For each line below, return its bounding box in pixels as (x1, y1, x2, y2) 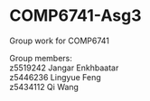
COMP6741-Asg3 (9, 5, 142, 26)
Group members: (9, 52, 72, 63)
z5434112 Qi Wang (9, 81, 80, 92)
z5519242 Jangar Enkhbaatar (9, 62, 119, 73)
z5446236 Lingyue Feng (9, 71, 101, 82)
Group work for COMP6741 (9, 35, 110, 46)
